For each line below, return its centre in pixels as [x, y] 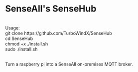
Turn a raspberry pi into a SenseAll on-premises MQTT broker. [69, 64]
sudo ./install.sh [21, 49]
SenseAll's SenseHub [51, 9]
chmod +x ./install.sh [27, 43]
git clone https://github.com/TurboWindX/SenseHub [59, 33]
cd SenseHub [19, 38]
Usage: [12, 27]
